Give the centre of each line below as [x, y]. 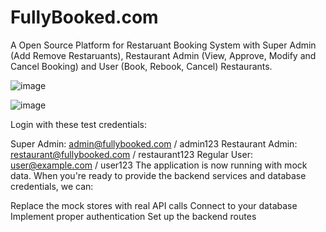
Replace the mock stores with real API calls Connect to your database [154, 205]
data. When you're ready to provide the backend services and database [158, 175]
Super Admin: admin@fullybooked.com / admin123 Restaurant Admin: [154, 143]
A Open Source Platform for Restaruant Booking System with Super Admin [163, 45]
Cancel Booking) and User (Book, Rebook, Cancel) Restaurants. [141, 66]
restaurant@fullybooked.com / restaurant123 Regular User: [131, 154]
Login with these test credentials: [79, 124]
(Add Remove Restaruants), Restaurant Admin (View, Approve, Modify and [163, 55]
